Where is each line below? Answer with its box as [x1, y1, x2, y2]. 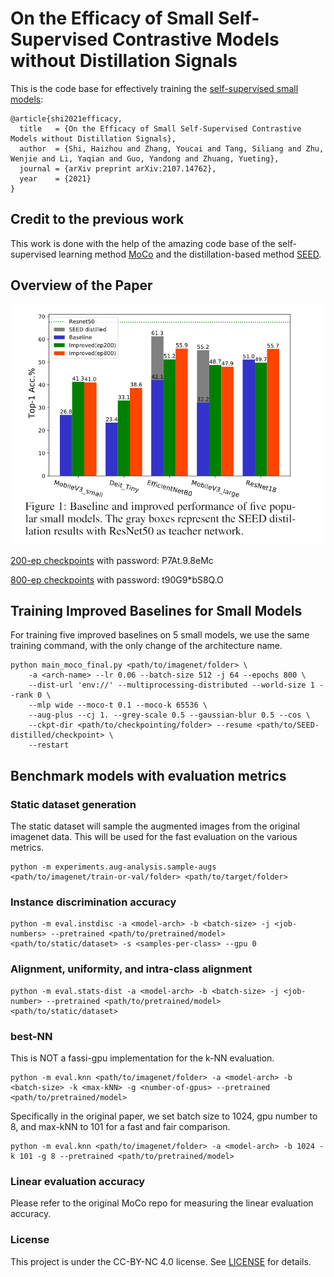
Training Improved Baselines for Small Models [10, 603, 303, 620]
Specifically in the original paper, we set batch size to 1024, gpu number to [10, 1110, 318, 1122]
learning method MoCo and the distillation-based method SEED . [58, 248, 322, 260]
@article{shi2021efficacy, [10, 113, 123, 124]
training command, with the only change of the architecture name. [10, 640, 283, 652]
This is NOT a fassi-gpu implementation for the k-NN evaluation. [10, 1052, 275, 1064]
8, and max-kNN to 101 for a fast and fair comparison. [10, 1121, 231, 1133]
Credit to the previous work [10, 211, 185, 228]
